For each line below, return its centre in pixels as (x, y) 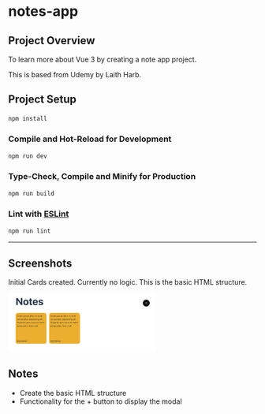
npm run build (32, 194)
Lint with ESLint (39, 214)
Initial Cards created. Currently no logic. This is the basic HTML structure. (128, 282)
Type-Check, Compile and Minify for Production (102, 176)
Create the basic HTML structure (73, 393)
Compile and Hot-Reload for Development (90, 139)
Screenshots (40, 263)
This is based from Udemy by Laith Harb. (75, 75)
